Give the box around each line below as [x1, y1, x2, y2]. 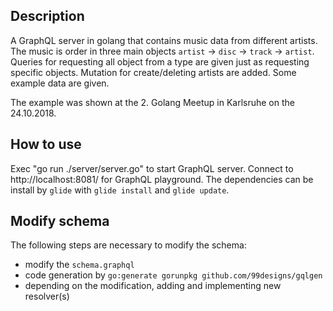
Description [10, 8, 85, 25]
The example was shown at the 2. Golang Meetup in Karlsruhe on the [10, 96, 295, 108]
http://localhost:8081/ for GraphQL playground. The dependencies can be [10, 173, 314, 185]
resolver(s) [24, 290, 70, 303]
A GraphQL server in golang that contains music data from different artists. [10, 34, 318, 46]
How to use [10, 136, 82, 153]
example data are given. [10, 77, 110, 89]
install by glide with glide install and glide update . [10, 184, 230, 196]
